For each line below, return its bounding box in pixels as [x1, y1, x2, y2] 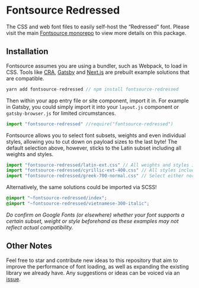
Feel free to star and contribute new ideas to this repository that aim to [6, 257, 178, 264]
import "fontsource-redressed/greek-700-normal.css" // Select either [6, 173, 184, 179]
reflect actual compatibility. [6, 224, 73, 231]
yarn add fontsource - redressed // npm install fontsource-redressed [6, 86, 179, 92]
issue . [6, 276, 21, 283]
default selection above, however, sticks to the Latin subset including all [6, 144, 182, 151]
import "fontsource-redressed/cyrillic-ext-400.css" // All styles [6, 167, 176, 173]
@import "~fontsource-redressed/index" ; [6, 195, 108, 201]
